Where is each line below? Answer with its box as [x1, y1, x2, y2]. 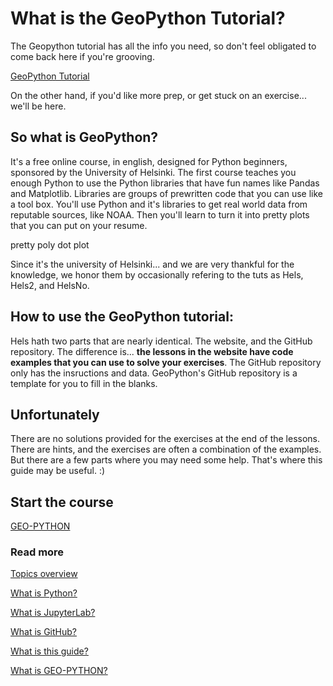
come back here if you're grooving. [10, 50, 155, 62]
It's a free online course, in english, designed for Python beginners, [10, 155, 288, 167]
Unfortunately [10, 406, 100, 423]
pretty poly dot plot [10, 238, 90, 251]
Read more [10, 545, 65, 559]
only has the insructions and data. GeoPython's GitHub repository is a [10, 367, 298, 379]
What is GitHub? [10, 626, 77, 638]
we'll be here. [10, 100, 67, 112]
